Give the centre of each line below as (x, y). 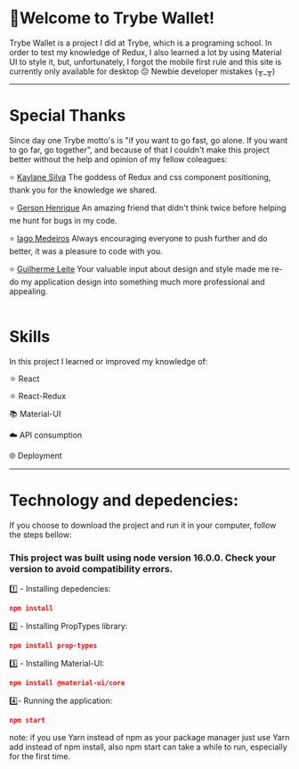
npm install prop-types (53, 645)
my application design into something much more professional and (143, 282)
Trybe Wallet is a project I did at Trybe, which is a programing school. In (141, 43)
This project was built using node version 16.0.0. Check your (143, 558)
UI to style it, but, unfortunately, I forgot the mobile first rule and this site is (145, 61)
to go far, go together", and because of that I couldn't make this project (139, 150)
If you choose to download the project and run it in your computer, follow (143, 525)
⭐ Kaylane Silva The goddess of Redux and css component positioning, (140, 176)
